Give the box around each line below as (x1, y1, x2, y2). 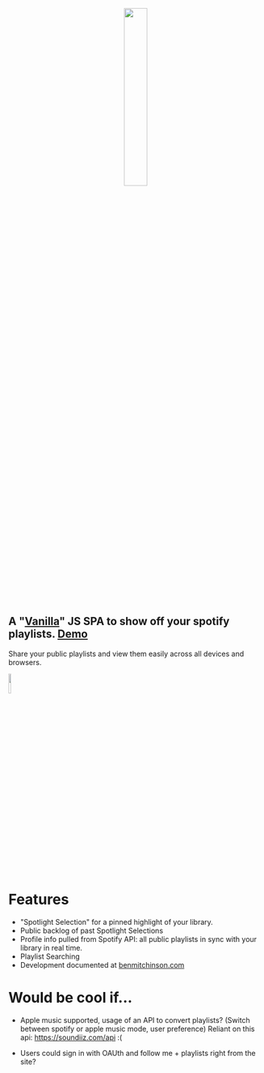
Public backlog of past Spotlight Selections (19, 926, 164, 935)
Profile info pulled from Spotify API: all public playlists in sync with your (19, 934, 257, 943)
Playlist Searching (19, 952, 81, 961)
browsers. (8, 657, 42, 667)
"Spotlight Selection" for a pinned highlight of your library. (19, 917, 214, 926)
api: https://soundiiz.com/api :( (19, 1033, 123, 1042)
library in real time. (19, 943, 83, 952)
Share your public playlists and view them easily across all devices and (8, 649, 245, 658)
